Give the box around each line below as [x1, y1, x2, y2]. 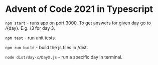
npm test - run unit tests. [5, 35, 56, 41]
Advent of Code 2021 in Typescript [5, 3, 153, 15]
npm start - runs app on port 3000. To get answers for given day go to [5, 20, 151, 26]
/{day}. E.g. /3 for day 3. [5, 25, 55, 31]
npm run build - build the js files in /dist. [5, 44, 88, 50]
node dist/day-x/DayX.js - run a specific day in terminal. [5, 54, 123, 60]
